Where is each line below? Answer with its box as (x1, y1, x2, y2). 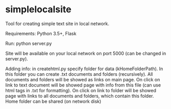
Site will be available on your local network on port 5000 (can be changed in (5, 50, 166, 56)
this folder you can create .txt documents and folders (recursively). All (5, 71, 153, 77)
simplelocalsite (5, 4, 72, 15)
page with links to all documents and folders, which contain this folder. (5, 93, 155, 99)
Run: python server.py (5, 40, 52, 47)
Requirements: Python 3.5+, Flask (5, 30, 77, 36)
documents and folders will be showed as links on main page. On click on (5, 76, 160, 82)
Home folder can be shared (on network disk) (5, 98, 101, 104)
